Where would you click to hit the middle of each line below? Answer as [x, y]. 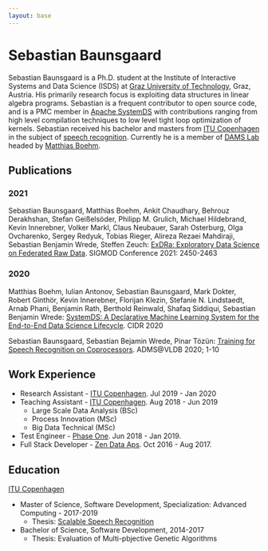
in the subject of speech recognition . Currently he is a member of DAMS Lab [134, 137]
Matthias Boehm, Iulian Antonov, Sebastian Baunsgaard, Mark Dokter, [122, 291]
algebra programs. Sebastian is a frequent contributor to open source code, [133, 103]
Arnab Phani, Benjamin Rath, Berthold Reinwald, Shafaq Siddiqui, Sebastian [132, 308]
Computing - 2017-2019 [59, 513]
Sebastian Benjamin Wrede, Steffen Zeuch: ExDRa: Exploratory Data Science [134, 245]
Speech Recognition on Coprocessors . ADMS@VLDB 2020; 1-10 [114, 349]
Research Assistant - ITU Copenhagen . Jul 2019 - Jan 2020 [118, 393]
